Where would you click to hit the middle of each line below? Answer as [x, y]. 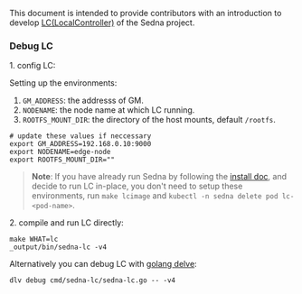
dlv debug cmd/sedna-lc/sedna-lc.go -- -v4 [93, 280]
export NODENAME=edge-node [60, 152]
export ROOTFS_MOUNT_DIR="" [62, 160]
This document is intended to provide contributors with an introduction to [146, 13]
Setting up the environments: [63, 83]
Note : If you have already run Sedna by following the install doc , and [159, 177]
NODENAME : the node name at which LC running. [109, 110]
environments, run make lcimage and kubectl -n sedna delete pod [155, 196]
